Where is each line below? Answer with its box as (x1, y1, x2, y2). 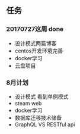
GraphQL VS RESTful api (14, 121, 75, 128)
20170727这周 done (6, 25, 64, 33)
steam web (14, 99, 42, 107)
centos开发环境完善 (14, 47, 63, 54)
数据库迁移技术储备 (14, 114, 62, 121)
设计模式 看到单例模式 (14, 93, 69, 100)
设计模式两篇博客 (14, 39, 57, 46)
